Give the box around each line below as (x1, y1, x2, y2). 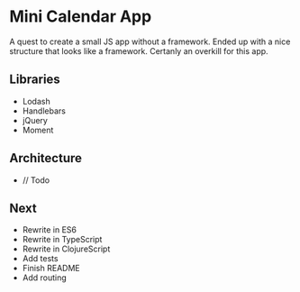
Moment (22, 124, 54, 135)
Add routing (22, 272, 68, 283)
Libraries (9, 72, 60, 87)
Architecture (9, 151, 83, 166)
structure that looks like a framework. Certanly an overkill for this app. (9, 45, 268, 56)
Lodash (22, 96, 51, 106)
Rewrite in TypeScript (22, 234, 103, 245)
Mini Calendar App (9, 6, 152, 27)
